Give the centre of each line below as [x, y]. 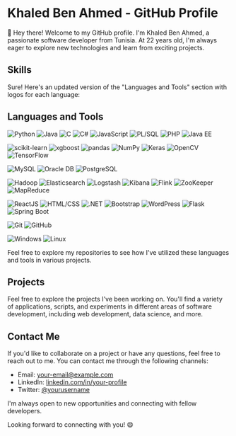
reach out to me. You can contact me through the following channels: [108, 361]
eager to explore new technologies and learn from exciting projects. [106, 47]
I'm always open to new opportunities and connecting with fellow [102, 403]
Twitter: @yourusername [54, 390]
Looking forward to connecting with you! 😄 [71, 425]
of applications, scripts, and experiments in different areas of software [110, 306]
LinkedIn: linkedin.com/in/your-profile [72, 382]
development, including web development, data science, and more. [105, 314]
